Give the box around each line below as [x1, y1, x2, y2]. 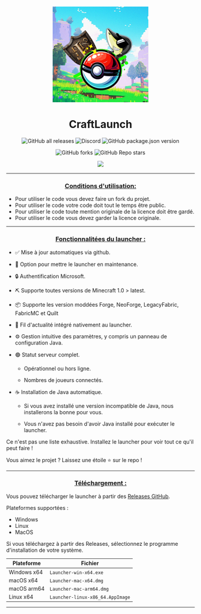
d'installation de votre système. [6, 546, 84, 554]
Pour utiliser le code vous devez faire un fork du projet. [14, 195, 151, 203]
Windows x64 [8, 569, 43, 576]
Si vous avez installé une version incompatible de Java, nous [23, 402, 174, 410]
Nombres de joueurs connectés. [23, 376, 103, 383]
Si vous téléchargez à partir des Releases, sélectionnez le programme [6, 540, 178, 547]
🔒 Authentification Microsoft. [14, 273, 86, 280]
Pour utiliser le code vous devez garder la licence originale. [14, 215, 161, 222]
